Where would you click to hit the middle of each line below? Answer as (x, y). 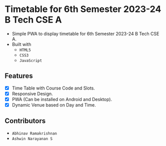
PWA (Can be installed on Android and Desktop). (62, 99)
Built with (21, 44)
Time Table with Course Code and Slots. (53, 88)
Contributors (25, 121)
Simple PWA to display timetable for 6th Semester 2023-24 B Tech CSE (85, 33)
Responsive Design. (32, 93)
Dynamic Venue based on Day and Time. (54, 105)
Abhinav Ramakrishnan (34, 133)
